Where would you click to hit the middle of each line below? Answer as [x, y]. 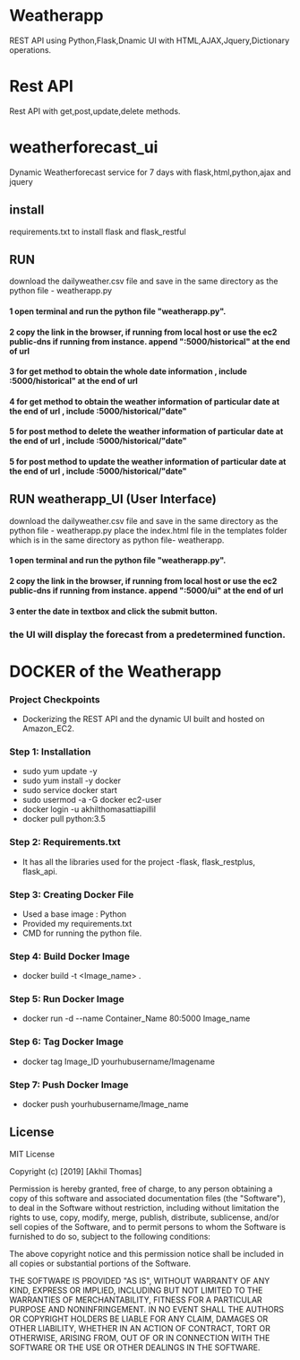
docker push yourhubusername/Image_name [105, 1104]
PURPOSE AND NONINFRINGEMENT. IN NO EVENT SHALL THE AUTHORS [147, 1309]
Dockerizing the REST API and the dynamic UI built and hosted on [143, 719]
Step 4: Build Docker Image [69, 956]
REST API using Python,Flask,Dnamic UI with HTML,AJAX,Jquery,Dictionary [150, 40]
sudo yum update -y [60, 772]
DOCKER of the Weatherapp [116, 671]
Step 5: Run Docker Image [67, 999]
